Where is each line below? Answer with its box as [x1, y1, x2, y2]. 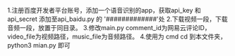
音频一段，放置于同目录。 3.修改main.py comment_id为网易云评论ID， [7, 24, 211, 31]
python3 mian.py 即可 [7, 41, 71, 49]
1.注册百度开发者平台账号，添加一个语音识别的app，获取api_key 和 [7, 6, 201, 14]
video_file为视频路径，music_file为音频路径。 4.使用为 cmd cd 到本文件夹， [7, 32, 227, 41]
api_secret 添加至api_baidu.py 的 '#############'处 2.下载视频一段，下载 [7, 15, 228, 23]
